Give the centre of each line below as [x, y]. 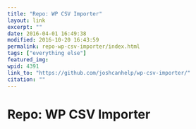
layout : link [26, 20]
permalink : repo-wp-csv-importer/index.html [74, 47]
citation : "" [26, 79]
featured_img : [28, 60]
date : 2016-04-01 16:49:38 [47, 33]
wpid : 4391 [23, 66]
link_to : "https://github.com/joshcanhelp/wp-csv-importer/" [99, 73]
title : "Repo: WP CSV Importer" [55, 14]
